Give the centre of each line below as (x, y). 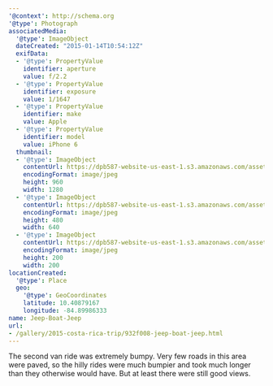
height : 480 (43, 220)
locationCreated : (38, 273)
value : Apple (45, 122)
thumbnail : (34, 152)
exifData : (32, 54)
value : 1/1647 (47, 99)
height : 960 (43, 182)
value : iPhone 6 (51, 144)
